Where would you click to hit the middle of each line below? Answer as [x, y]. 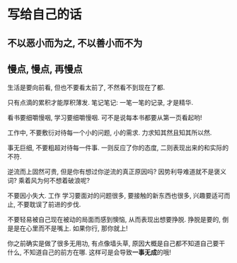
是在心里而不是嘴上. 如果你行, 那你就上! [70, 228]
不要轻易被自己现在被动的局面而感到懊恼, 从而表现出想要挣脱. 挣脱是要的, [114, 220]
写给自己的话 [45, 15]
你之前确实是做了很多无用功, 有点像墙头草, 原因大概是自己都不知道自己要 [113, 244]
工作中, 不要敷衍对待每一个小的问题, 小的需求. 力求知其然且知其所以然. [110, 133]
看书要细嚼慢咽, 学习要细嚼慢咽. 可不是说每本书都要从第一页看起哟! [105, 118]
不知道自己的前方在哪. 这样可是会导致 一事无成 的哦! [97, 252]
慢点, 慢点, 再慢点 [45, 69]
